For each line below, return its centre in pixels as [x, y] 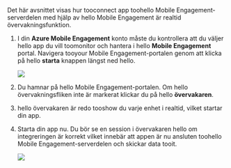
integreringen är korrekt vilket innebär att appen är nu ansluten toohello [119, 136]
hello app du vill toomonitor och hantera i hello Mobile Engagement [114, 46]
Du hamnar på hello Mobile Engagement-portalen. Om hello [103, 87]
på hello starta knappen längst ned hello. [76, 61]
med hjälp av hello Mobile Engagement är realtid [112, 17]
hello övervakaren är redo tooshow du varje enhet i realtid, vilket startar [120, 108]
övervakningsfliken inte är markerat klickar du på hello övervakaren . [115, 94]
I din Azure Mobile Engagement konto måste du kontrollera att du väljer [120, 38]
